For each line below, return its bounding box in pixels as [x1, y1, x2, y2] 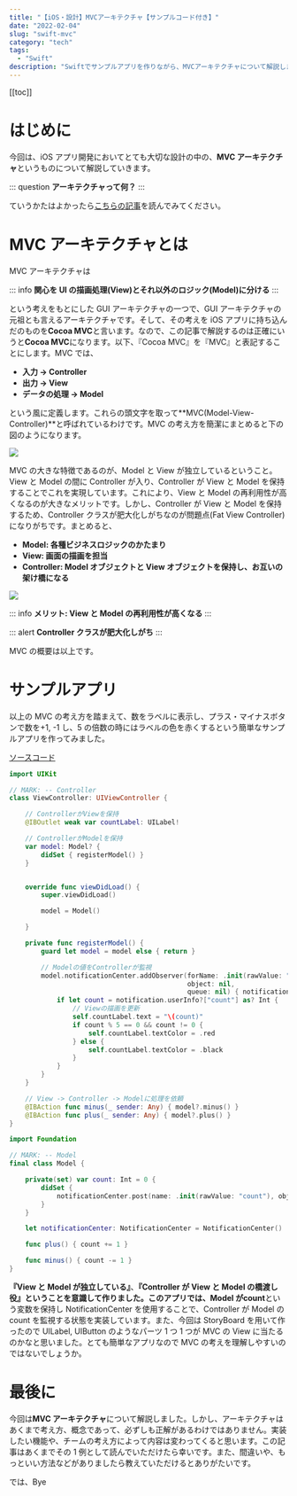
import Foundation [9, 1135, 77, 1144]
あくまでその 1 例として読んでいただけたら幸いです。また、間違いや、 [24, 1446, 278, 1457]
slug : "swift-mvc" [9, 29, 77, 38]
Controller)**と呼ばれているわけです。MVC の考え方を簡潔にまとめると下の [9, 418, 285, 429]
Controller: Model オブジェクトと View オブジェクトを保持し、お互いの [21, 561, 283, 572]
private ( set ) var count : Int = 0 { [25, 1175, 156, 1184]
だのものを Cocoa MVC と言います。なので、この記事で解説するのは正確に [9, 325, 278, 336]
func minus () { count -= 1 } [25, 1256, 133, 1266]
